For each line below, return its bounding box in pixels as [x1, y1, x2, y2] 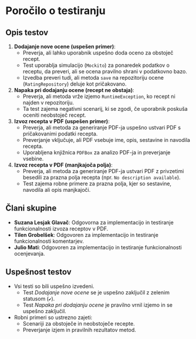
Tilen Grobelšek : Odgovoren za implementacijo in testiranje [13, 231, 159, 238]
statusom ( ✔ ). [22, 295, 55, 302]
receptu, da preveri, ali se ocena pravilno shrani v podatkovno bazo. [22, 68, 187, 74]
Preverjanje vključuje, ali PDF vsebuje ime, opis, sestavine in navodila [22, 137, 190, 143]
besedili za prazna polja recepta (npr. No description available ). [22, 174, 181, 181]
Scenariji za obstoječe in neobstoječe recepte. [22, 320, 136, 327]
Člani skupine [5, 204, 57, 213]
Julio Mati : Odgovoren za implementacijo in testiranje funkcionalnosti [13, 243, 183, 250]
